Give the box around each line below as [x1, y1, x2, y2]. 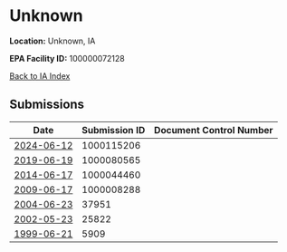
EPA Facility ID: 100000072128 [9, 53, 125, 63]
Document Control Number [153, 123, 273, 136]
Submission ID [81, 123, 146, 136]
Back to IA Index [9, 70, 71, 82]
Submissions [9, 97, 84, 112]
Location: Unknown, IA [9, 35, 96, 46]
